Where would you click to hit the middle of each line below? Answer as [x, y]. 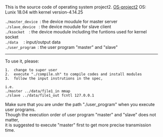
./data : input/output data [33, 42]
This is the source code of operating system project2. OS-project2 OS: [76, 7]
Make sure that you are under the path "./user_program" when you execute [80, 104]
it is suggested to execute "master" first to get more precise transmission [78, 125]
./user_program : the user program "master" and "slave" [61, 47]
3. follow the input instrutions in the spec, [54, 78]
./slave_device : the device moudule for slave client [58, 27]
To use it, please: [22, 61]
